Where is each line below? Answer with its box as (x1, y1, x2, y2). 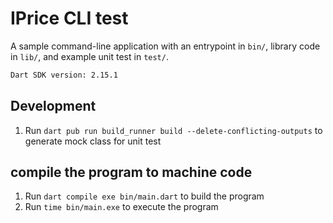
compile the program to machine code (10, 164, 253, 181)
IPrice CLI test (10, 7, 129, 30)
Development (10, 98, 97, 115)
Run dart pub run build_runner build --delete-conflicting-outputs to (24, 124, 323, 136)
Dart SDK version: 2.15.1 (10, 70, 118, 80)
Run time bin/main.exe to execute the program (24, 201, 219, 213)
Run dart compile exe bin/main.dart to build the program (24, 190, 265, 202)
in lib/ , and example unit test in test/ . (10, 50, 169, 62)
